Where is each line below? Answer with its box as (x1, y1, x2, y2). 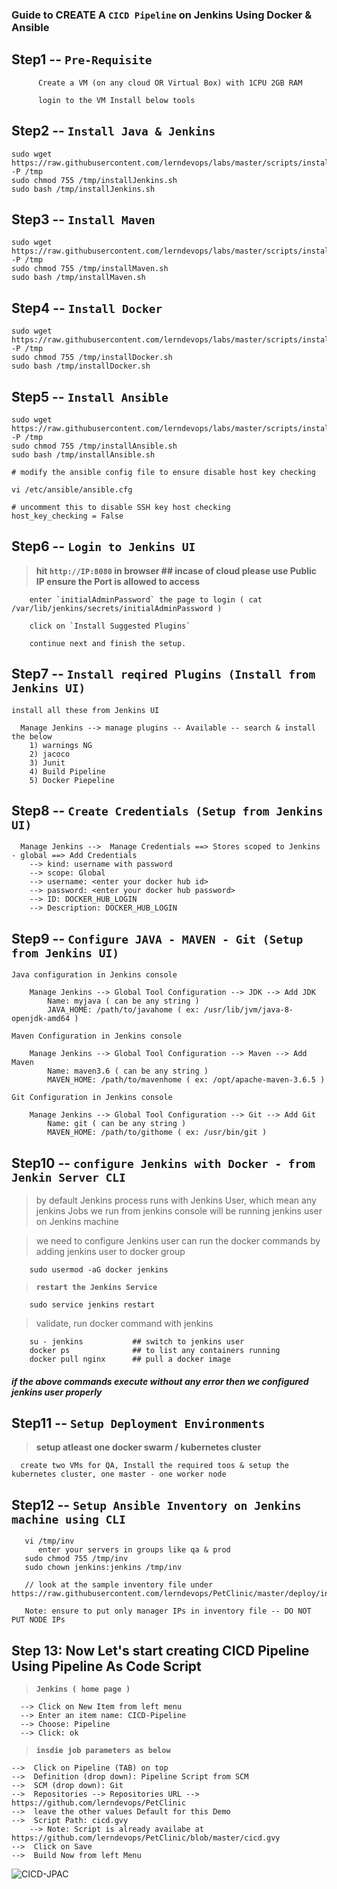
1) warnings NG (29, 740, 93, 750)
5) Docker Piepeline (29, 775, 115, 785)
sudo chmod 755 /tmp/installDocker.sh (11, 353, 173, 363)
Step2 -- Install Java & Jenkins (11, 123, 216, 140)
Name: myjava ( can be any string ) (47, 996, 200, 1007)
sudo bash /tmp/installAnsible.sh (11, 449, 156, 460)
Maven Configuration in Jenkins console (11, 1031, 183, 1042)
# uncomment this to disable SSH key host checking (11, 502, 231, 512)
